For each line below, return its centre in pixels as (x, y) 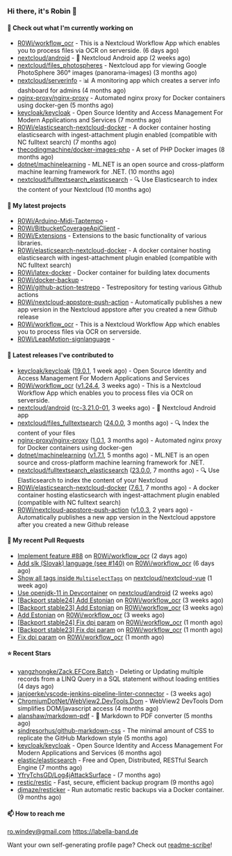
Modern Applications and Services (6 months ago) (89, 752)
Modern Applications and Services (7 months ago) (89, 120)
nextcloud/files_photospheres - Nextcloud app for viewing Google (112, 65)
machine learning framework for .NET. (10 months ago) (96, 172)
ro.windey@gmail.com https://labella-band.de (73, 832)
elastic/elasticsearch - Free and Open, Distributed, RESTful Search (113, 760)
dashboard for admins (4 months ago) (72, 90)
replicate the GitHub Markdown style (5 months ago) (92, 738)
